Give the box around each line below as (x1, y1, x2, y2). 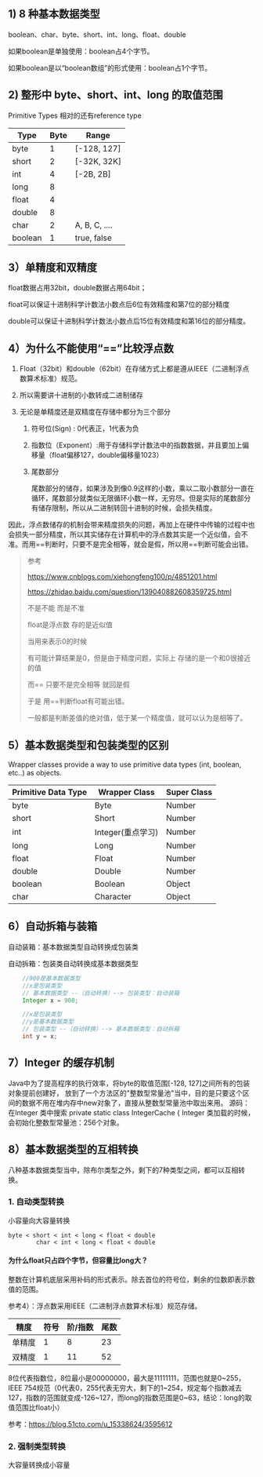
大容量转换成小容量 (8, 1461, 70, 1470)
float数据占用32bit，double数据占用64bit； (8, 283, 147, 293)
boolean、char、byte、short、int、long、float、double (8, 30, 186, 39)
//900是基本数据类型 (22, 974, 81, 983)
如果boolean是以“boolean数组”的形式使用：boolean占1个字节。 (8, 63, 212, 72)
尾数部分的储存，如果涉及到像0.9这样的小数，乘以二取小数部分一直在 (31, 483, 254, 493)
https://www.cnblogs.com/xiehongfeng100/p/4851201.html (27, 572, 218, 582)
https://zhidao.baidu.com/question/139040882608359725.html (27, 587, 232, 596)
